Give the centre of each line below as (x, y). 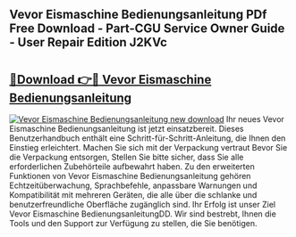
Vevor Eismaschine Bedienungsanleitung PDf (138, 15)
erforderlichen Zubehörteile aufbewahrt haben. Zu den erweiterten (132, 167)
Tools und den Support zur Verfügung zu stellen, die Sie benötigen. (133, 223)
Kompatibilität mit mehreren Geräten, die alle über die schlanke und (133, 195)
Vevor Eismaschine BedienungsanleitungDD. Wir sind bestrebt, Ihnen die (143, 214)
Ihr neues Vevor (255, 119)
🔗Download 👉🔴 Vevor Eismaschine (110, 79)
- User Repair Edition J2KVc (89, 42)
